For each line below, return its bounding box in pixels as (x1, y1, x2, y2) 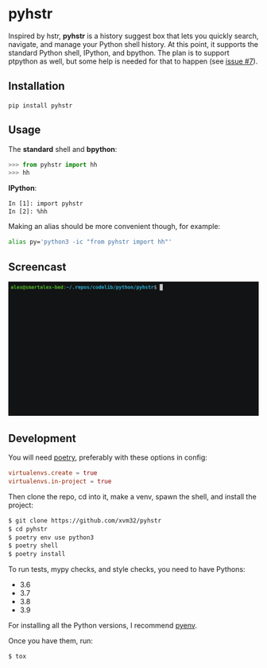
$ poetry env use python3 (8, 534, 94, 542)
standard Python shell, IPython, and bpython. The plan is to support (8, 48, 230, 57)
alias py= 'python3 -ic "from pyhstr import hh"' (8, 238, 172, 247)
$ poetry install (8, 550, 66, 558)
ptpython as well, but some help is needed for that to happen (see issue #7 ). (8, 56, 258, 66)
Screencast (8, 260, 67, 274)
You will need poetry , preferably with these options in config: (8, 452, 208, 462)
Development (8, 431, 77, 445)
